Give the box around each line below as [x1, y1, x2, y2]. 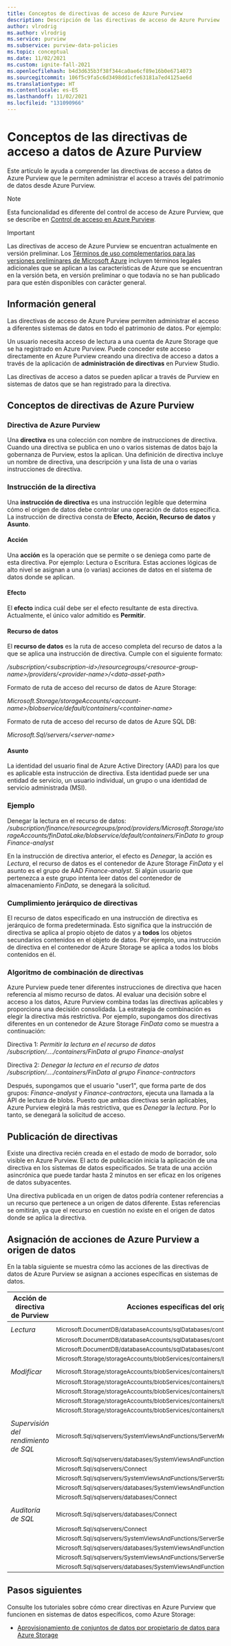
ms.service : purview [7, 36, 67, 43]
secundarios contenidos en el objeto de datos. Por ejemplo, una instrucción [7, 936, 221, 944]
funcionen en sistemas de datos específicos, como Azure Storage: [7, 1610, 196, 1618]
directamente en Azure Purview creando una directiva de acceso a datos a [7, 351, 219, 360]
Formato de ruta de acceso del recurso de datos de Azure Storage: [7, 684, 197, 692]
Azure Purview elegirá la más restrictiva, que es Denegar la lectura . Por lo [7, 1103, 217, 1112]
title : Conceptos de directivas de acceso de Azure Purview [7, 10, 184, 17]
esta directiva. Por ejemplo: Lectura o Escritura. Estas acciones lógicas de [7, 558, 217, 566]
